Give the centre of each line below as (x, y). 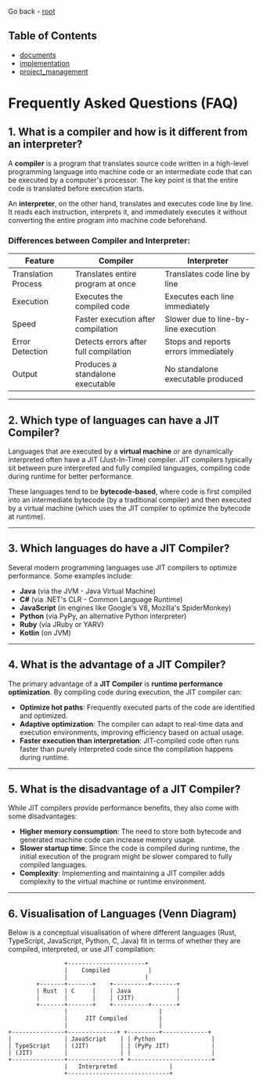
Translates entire (106, 274)
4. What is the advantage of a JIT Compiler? (117, 665)
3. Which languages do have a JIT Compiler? (119, 549)
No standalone (192, 370)
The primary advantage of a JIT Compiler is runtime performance (115, 684)
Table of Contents (53, 36)
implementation (45, 63)
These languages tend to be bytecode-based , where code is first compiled (130, 491)
